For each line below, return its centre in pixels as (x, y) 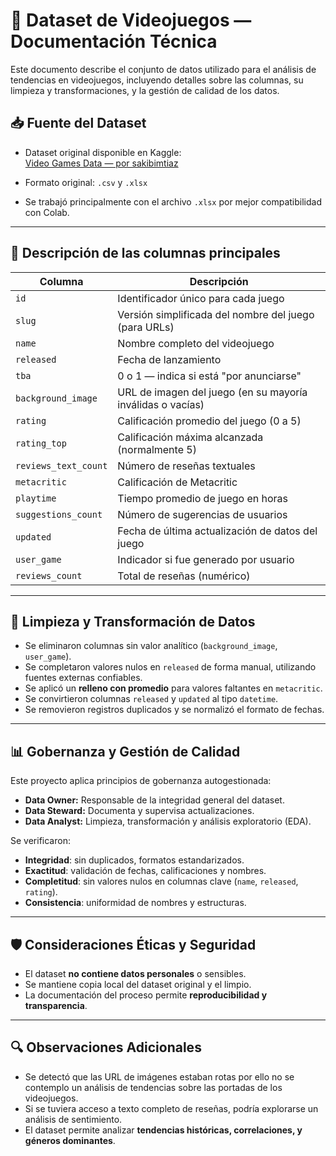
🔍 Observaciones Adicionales (106, 1047)
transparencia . (56, 1005)
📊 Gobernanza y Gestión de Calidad (125, 751)
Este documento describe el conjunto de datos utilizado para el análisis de (163, 69)
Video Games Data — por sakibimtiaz (101, 163)
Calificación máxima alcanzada (190, 437)
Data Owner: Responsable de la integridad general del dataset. (154, 800)
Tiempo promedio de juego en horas (202, 498)
